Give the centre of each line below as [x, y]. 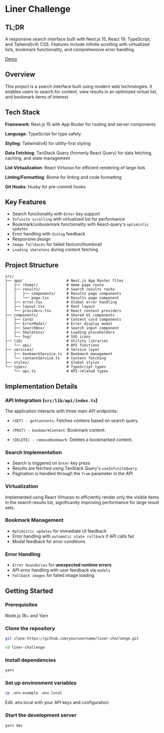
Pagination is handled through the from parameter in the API [72, 474]
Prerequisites [21, 605]
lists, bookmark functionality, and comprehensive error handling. [70, 49]
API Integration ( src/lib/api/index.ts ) [51, 400]
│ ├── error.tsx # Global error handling [61, 302]
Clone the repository [30, 628]
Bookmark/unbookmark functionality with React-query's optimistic [81, 224]
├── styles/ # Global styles [52, 363]
